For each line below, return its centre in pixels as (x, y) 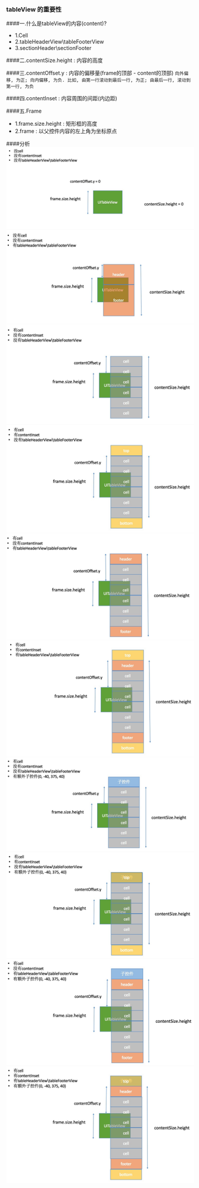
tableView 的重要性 (34, 9)
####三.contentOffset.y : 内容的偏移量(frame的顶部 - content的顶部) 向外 (95, 73)
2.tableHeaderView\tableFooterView (59, 42)
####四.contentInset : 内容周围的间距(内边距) (62, 98)
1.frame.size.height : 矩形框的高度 (56, 124)
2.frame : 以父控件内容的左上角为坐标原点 (66, 131)
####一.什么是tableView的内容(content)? (57, 24)
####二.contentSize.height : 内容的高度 (55, 60)
